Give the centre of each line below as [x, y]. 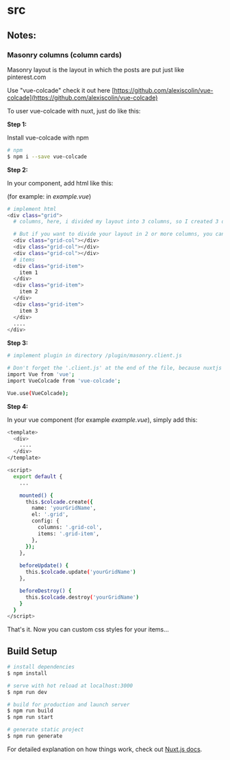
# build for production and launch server [68, 704]
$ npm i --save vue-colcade [47, 157]
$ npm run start [30, 717]
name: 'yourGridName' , [64, 508]
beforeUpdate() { [44, 566]
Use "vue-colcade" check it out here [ [61, 90]
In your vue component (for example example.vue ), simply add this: [102, 420]
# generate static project [46, 730]
